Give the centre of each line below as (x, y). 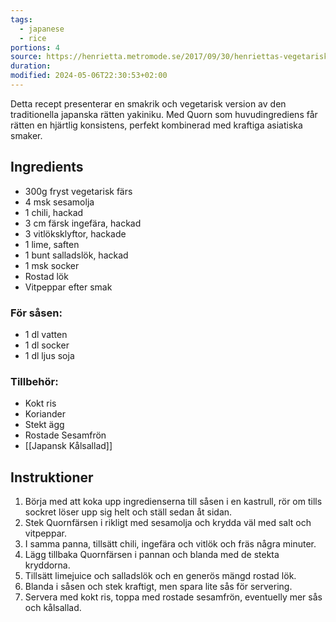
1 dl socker (47, 345)
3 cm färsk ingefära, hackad (83, 223)
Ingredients (47, 167)
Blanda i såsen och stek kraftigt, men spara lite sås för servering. (158, 587)
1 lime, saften (52, 244)
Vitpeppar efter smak (68, 287)
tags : (21, 19)
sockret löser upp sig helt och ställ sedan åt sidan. (128, 512)
